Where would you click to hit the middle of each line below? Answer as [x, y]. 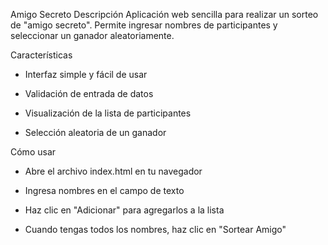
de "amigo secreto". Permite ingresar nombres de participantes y [144, 25]
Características [41, 55]
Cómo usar [33, 152]
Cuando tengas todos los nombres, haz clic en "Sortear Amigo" [155, 229]
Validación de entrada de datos [89, 93]
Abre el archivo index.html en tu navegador [113, 171]
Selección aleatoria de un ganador [95, 132]
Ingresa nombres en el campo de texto [104, 190]
